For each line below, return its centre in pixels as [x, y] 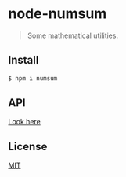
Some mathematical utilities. [73, 35]
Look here [24, 122]
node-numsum [58, 14]
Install [23, 60]
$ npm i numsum [33, 78]
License [28, 146]
